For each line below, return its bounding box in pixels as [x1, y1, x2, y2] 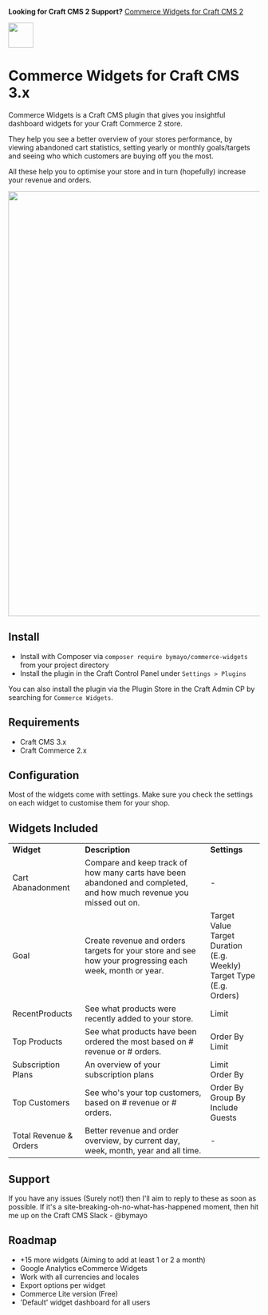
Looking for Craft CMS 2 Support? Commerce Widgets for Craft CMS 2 [8, 7, 244, 16]
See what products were [85, 1003, 177, 1014]
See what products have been [85, 1026, 197, 1037]
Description [85, 844, 130, 855]
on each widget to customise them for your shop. [8, 798, 170, 808]
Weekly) [210, 960, 242, 971]
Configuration [8, 768, 80, 782]
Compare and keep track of [85, 857, 187, 869]
